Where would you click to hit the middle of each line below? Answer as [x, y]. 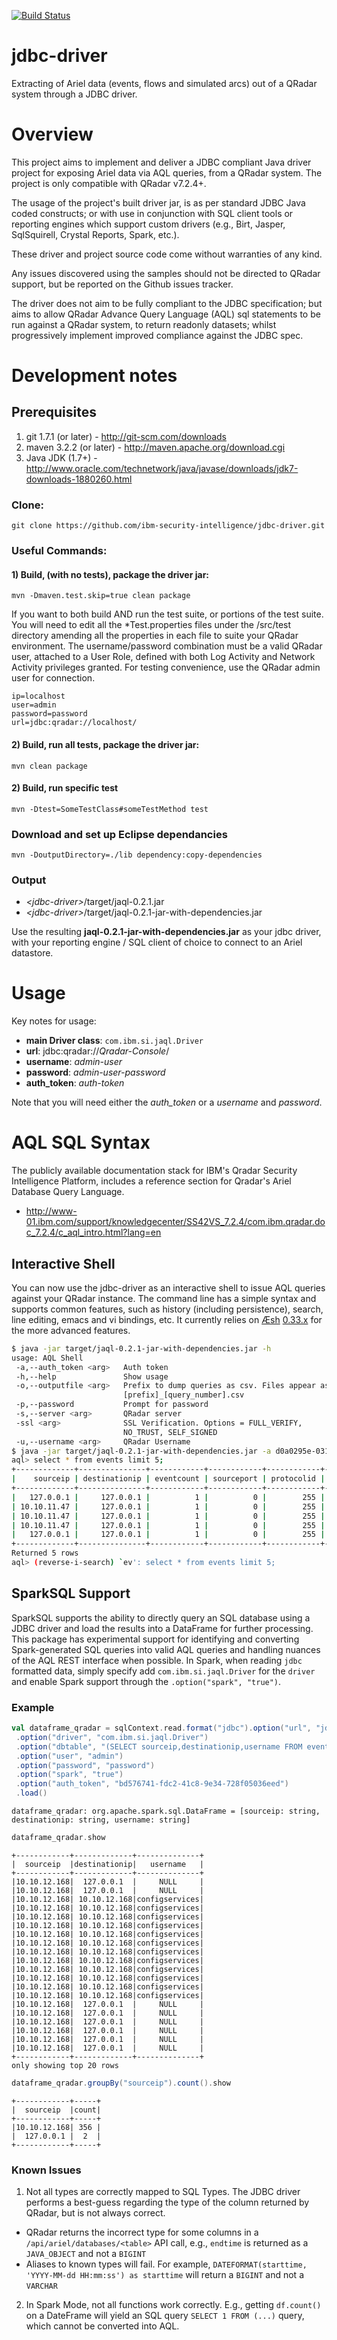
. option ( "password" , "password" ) [85, 1765]
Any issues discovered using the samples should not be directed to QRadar [166, 273]
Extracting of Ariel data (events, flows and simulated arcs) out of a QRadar [164, 83]
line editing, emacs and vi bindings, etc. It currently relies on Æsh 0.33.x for [167, 1319]
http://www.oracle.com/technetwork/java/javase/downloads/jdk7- [162, 468]
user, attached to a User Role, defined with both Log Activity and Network [163, 657]
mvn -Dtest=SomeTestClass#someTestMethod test [110, 809]
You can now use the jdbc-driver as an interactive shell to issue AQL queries [168, 1287]
